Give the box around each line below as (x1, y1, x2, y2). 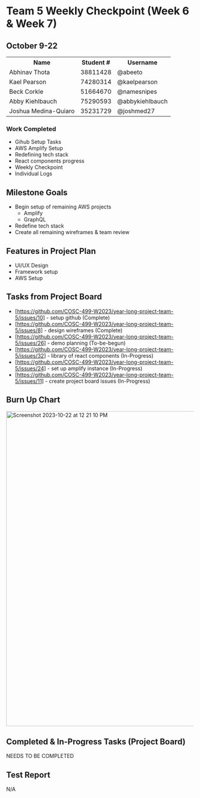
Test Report (6, 769, 51, 780)
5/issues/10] (14, 314, 45, 321)
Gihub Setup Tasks (14, 139, 61, 146)
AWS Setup (14, 274, 43, 281)
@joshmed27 (117, 107, 155, 115)
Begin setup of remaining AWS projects (14, 203, 111, 210)
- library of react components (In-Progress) (47, 352, 154, 359)
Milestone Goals (6, 187, 68, 198)
